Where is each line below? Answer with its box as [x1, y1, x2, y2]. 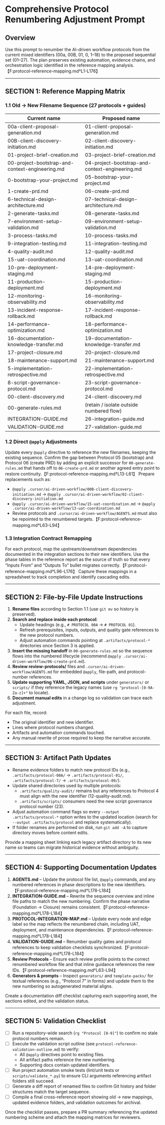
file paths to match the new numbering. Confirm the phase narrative [12, 898, 150, 904]
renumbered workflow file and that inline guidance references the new [12, 961, 155, 967]
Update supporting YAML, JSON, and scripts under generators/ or [12, 679, 149, 685]
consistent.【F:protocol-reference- [78, 904, 150, 910]
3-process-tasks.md [7, 232, 57, 239]
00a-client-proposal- [7, 123, 59, 130]
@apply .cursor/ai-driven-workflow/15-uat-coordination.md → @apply [12, 501, 156, 507]
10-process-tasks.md [85, 232, 137, 239]
